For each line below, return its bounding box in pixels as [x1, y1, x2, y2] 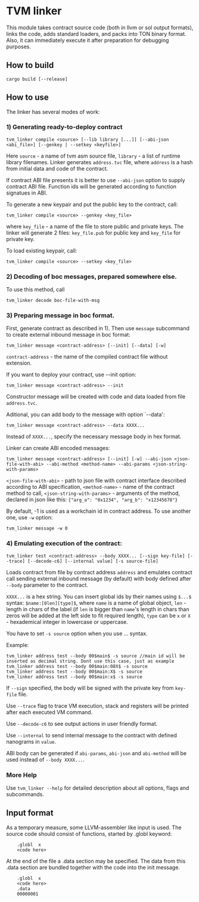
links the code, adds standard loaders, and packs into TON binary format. [6, 30, 186, 37]
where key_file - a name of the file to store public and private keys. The [6, 223, 184, 230]
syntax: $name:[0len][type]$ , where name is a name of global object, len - [6, 599, 186, 607]
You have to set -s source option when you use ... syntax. [6, 630, 148, 637]
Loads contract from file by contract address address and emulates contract [6, 568, 192, 575]
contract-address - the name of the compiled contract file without [6, 353, 168, 361]
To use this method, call [6, 286, 65, 293]
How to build [6, 60, 54, 70]
